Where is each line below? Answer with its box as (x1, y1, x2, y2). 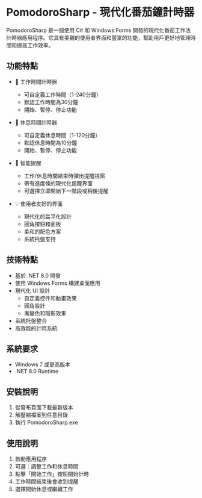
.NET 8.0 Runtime (14, 368, 59, 375)
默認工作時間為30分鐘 (23, 98, 79, 105)
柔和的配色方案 (23, 228, 61, 235)
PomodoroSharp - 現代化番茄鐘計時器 (6, 5, 195, 19)
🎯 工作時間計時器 (14, 78, 57, 85)
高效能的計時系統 (14, 325, 58, 332)
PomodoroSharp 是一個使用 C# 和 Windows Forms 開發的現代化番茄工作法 (6, 26, 191, 34)
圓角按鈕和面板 (23, 220, 61, 228)
